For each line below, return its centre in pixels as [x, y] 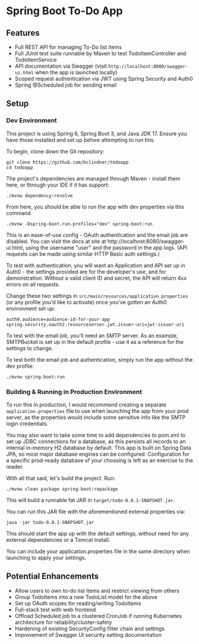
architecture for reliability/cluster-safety [63, 622]
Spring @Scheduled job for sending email [66, 85]
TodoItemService [36, 60]
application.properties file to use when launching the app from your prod [97, 411]
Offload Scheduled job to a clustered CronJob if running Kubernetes [98, 615]
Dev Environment [32, 121]
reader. [15, 466]
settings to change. [30, 348]
